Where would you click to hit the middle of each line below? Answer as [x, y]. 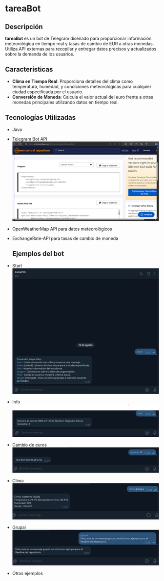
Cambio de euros [30, 445]
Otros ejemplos [27, 573]
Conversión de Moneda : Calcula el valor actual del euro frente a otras [83, 97]
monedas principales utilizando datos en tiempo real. [65, 102]
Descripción [24, 27]
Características [29, 69]
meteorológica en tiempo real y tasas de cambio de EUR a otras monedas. [80, 44]
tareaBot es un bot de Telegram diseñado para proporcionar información [78, 38]
